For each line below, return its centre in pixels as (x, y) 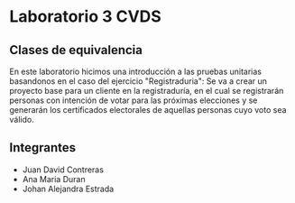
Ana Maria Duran (54, 179)
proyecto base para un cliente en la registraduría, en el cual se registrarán (147, 91)
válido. (22, 120)
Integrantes (43, 148)
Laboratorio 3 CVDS (86, 17)
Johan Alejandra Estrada (68, 189)
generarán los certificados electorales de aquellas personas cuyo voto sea (148, 110)
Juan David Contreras (63, 170)
